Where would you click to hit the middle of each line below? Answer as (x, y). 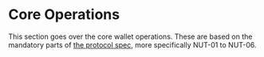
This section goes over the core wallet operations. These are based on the (130, 36)
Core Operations (64, 15)
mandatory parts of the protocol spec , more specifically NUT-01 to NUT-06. (132, 44)
